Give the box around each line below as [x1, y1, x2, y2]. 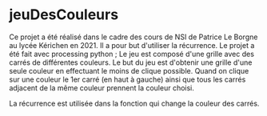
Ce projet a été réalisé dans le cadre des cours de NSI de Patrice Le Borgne [9, 32, 258, 42]
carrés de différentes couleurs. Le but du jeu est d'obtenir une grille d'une [9, 58, 253, 67]
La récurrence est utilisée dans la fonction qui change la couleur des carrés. [9, 98, 260, 108]
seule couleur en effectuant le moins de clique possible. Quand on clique [9, 66, 249, 75]
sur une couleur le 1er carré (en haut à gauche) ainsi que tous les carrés [9, 74, 246, 84]
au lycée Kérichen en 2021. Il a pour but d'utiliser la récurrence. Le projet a [9, 40, 255, 50]
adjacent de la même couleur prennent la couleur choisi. [9, 82, 195, 93]
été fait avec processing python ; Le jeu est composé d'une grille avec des [9, 49, 255, 58]
